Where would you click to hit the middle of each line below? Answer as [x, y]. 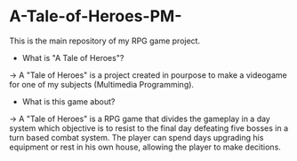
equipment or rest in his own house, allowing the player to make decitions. [145, 147]
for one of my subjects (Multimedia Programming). [101, 84]
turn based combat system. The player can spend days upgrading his [136, 137]
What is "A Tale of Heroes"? [73, 57]
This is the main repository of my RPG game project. [105, 41]
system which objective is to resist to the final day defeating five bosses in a [149, 128]
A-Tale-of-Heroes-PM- [96, 16]
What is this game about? [68, 101]
